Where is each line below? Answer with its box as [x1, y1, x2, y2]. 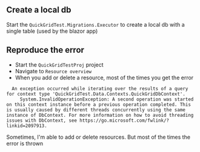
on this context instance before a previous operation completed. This [6, 101, 191, 108]
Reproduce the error [6, 45, 85, 55]
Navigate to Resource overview [15, 67, 92, 74]
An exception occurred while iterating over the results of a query [12, 85, 188, 91]
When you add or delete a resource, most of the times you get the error [15, 74, 194, 81]
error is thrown [6, 139, 44, 147]
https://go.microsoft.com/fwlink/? [79, 117, 170, 124]
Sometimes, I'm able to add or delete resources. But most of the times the [6, 133, 191, 140]
